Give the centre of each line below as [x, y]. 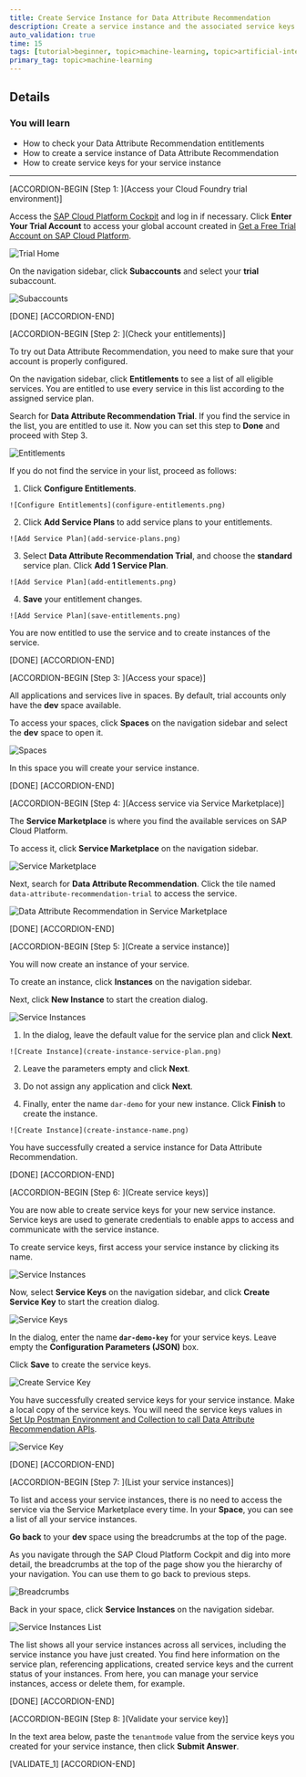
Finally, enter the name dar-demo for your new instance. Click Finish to [154, 1103]
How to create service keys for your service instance [122, 162]
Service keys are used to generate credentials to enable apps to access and [152, 1219]
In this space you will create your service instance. [105, 768]
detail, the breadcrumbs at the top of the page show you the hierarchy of [146, 1564]
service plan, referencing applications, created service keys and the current [152, 1664]
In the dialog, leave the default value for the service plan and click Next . [158, 1035]
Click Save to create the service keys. [81, 1364]
